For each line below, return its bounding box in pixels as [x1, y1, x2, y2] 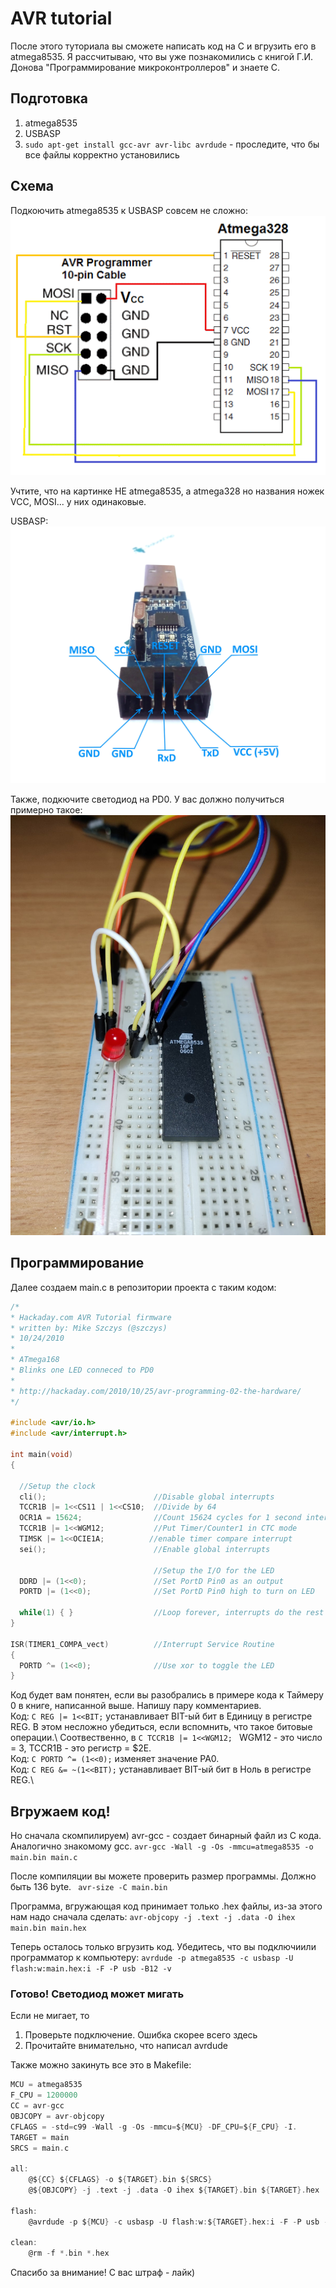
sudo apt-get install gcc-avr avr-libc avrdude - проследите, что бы [24, 138, 320, 150]
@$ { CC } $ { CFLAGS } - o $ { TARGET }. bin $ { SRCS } [28, 2175, 213, 2185]
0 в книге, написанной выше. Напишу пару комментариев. [10, 1700, 262, 1712]
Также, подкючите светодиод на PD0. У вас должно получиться [10, 793, 285, 805]
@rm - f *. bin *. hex [28, 2248, 110, 2259]
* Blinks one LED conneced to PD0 [10, 1365, 155, 1375]
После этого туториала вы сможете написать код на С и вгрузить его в [10, 40, 317, 52]
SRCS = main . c [10, 2143, 70, 2153]
